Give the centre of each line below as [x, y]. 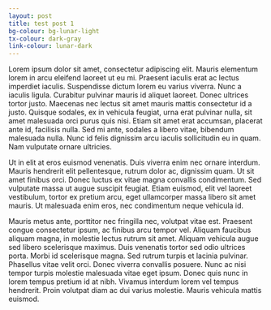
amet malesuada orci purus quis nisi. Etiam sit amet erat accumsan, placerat [135, 121]
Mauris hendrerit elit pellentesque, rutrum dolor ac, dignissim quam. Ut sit [131, 171]
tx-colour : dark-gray [45, 39]
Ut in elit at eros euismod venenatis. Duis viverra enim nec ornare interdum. [135, 162]
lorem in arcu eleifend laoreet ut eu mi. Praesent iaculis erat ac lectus [124, 78]
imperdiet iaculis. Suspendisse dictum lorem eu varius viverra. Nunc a [125, 87]
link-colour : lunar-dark [50, 46]
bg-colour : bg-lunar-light [54, 31]
